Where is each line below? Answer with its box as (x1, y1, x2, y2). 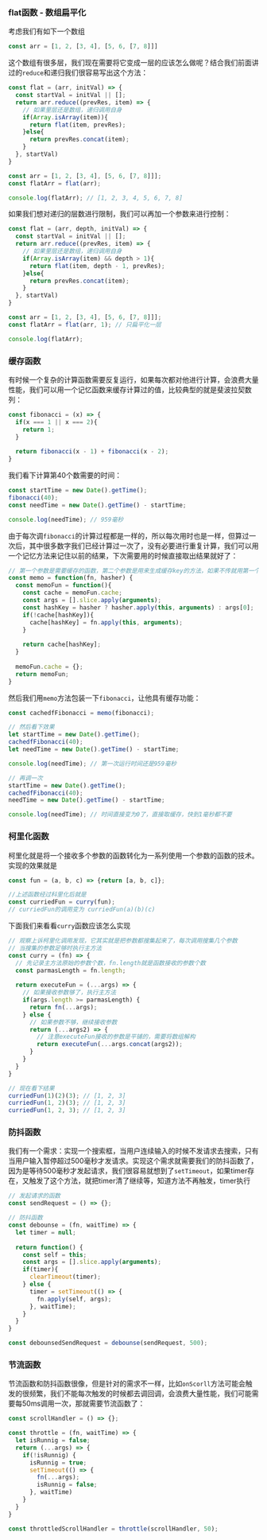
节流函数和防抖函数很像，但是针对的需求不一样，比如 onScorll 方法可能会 (8, 1379, 246, 1389)
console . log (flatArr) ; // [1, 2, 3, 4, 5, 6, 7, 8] (8, 193, 183, 202)
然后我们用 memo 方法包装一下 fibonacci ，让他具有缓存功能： (8, 693, 201, 702)
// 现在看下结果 (8, 1084, 55, 1092)
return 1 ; (22, 426, 56, 434)
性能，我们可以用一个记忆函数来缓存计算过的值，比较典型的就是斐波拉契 (8, 384, 245, 395)
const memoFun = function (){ (15, 581, 112, 589)
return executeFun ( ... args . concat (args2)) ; (37, 1040, 183, 1048)
